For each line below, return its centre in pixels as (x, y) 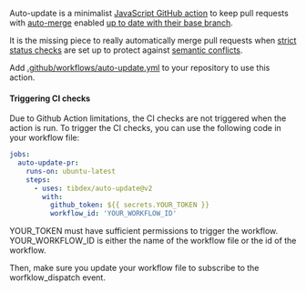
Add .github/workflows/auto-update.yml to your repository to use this (140, 68)
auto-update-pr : (48, 163)
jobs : (20, 155)
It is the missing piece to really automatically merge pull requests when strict (153, 40)
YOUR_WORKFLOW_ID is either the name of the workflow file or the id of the (153, 241)
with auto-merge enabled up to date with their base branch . (122, 23)
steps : (38, 180)
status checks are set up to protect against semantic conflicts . (126, 50)
